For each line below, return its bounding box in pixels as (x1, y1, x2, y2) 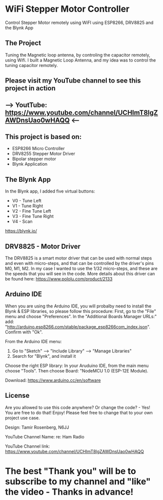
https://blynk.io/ (5, 228, 38, 234)
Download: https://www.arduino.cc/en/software (5, 377, 101, 383)
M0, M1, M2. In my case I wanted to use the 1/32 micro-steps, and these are (5, 265, 158, 271)
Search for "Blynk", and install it (12, 353, 76, 359)
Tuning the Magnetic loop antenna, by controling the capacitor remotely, (5, 52, 150, 58)
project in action (5, 84, 56, 92)
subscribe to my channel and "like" (5, 476, 151, 487)
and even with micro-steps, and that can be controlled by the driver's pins (5, 260, 154, 266)
